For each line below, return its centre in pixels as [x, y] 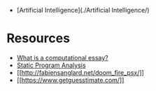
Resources [38, 38]
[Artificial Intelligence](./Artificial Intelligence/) [83, 10]
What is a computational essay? [63, 57]
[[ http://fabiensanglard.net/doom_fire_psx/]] [80, 72]
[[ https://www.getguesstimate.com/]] [70, 80]
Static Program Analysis [51, 65]
